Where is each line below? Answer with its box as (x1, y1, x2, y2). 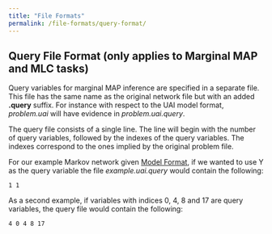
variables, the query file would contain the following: (8, 204, 184, 214)
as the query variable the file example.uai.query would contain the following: (8, 166, 264, 176)
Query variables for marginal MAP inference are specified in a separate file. (8, 83, 260, 93)
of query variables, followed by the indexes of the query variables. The (8, 133, 244, 143)
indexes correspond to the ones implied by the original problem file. (8, 142, 234, 152)
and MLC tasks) (8, 61, 89, 75)
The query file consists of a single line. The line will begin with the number (8, 124, 257, 134)
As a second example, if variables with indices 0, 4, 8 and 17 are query (8, 195, 244, 206)
